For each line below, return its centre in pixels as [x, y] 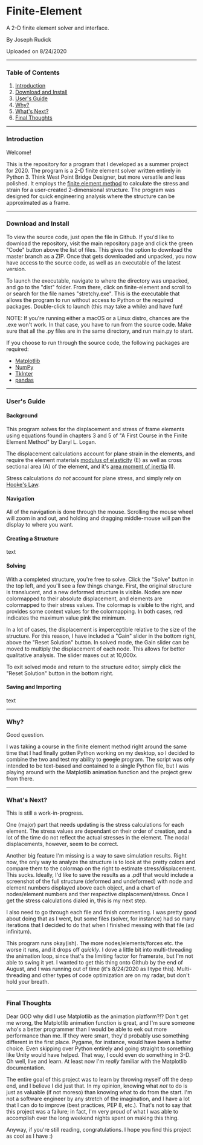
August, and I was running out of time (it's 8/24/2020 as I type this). [91, 969]
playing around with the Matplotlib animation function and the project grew [99, 772]
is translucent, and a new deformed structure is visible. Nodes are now [94, 592]
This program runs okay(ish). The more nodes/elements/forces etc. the [95, 943]
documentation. [26, 1068]
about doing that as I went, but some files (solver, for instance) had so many [101, 919]
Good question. [25, 735]
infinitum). [19, 932]
